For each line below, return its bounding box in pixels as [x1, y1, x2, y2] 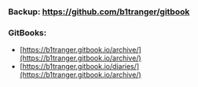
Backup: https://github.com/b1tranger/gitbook [8, 6, 190, 17]
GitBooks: [8, 27, 47, 38]
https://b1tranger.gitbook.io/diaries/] [22, 62, 140, 71]
